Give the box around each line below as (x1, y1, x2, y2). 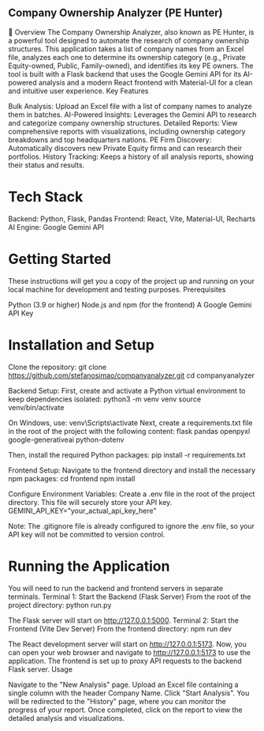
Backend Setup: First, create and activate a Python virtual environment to (8, 386, 246, 395)
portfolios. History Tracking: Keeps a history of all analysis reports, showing (8, 152, 254, 161)
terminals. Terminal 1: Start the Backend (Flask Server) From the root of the (8, 592, 251, 601)
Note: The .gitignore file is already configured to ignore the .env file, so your (8, 521, 255, 530)
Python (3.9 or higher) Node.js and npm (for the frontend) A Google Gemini (8, 300, 252, 309)
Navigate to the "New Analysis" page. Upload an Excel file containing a (8, 680, 239, 689)
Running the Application (8, 557, 170, 575)
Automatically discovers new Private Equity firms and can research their (8, 143, 243, 153)
